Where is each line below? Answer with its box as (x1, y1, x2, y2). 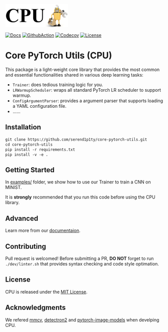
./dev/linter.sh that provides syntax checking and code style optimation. (5, 261, 159, 267)
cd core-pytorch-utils (5, 142, 53, 147)
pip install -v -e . (5, 152, 49, 157)
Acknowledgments (5, 303, 66, 312)
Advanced (5, 214, 39, 223)
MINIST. (5, 184, 22, 190)
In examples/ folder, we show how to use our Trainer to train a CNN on (5, 179, 151, 185)
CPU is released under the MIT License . (5, 289, 88, 295)
